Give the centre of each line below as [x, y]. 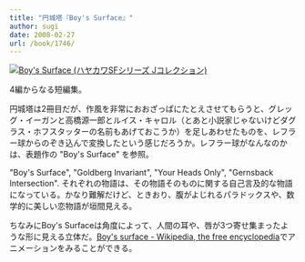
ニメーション [33, 248]
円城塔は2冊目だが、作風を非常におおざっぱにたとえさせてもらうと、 [139, 109]
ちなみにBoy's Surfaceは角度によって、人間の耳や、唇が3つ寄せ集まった [145, 226]
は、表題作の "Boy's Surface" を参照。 [82, 155]
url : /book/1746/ [42, 43]
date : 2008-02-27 [42, 35]
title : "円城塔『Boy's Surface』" [71, 18]
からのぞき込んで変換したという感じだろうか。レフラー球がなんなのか [157, 143]
